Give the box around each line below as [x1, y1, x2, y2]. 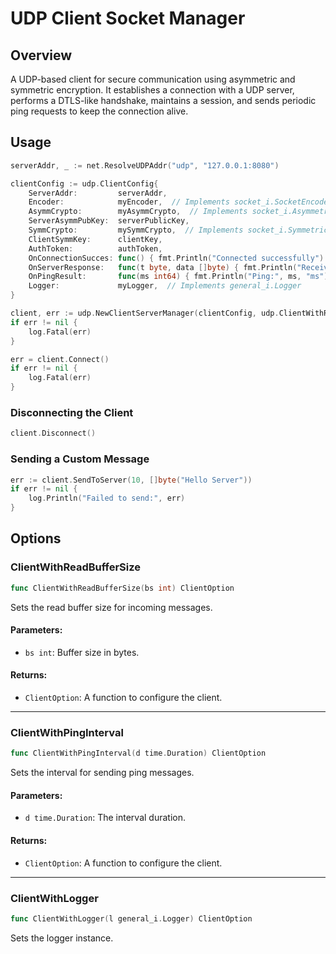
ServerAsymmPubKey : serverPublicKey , [28, 216, 190, 226]
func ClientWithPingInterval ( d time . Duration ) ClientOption [10, 748, 267, 759]
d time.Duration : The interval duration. [24, 812, 186, 824]
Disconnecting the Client [10, 405, 134, 419]
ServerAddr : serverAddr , [28, 188, 168, 198]
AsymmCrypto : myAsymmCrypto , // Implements [28, 207, 248, 217]
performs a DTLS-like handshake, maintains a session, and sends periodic [10, 95, 317, 106]
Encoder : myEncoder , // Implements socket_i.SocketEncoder [28, 197, 333, 207]
